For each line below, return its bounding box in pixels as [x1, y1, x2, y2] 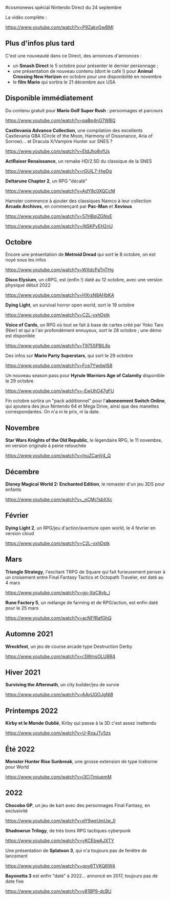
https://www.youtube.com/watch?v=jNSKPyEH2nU [5, 223, 113, 229]
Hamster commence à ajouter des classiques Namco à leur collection [5, 197, 152, 204]
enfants [5, 486, 22, 493]
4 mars [5, 579, 20, 586]
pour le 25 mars [5, 605, 39, 611]
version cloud [5, 530, 34, 536]
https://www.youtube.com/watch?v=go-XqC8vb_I [5, 589, 110, 596]
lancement [5, 853, 28, 859]
